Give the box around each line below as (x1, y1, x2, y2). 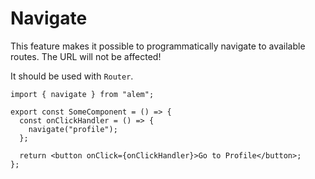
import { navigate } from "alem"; (10, 89, 155, 99)
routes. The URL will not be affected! (10, 50, 162, 62)
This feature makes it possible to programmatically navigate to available (10, 40, 306, 52)
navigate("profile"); (28, 124, 118, 134)
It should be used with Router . (10, 70, 134, 82)
